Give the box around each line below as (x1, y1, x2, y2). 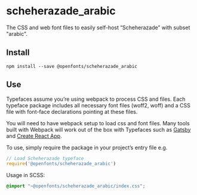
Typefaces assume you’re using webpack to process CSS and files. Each (6, 95, 186, 103)
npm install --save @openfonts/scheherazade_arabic (6, 63, 137, 69)
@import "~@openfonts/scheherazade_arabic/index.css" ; (6, 183, 146, 189)
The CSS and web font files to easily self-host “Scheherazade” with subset (6, 24, 190, 31)
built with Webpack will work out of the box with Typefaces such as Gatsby (6, 126, 191, 133)
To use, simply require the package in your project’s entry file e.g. (6, 144, 168, 151)
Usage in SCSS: (6, 172, 45, 179)
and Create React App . (6, 132, 62, 140)
